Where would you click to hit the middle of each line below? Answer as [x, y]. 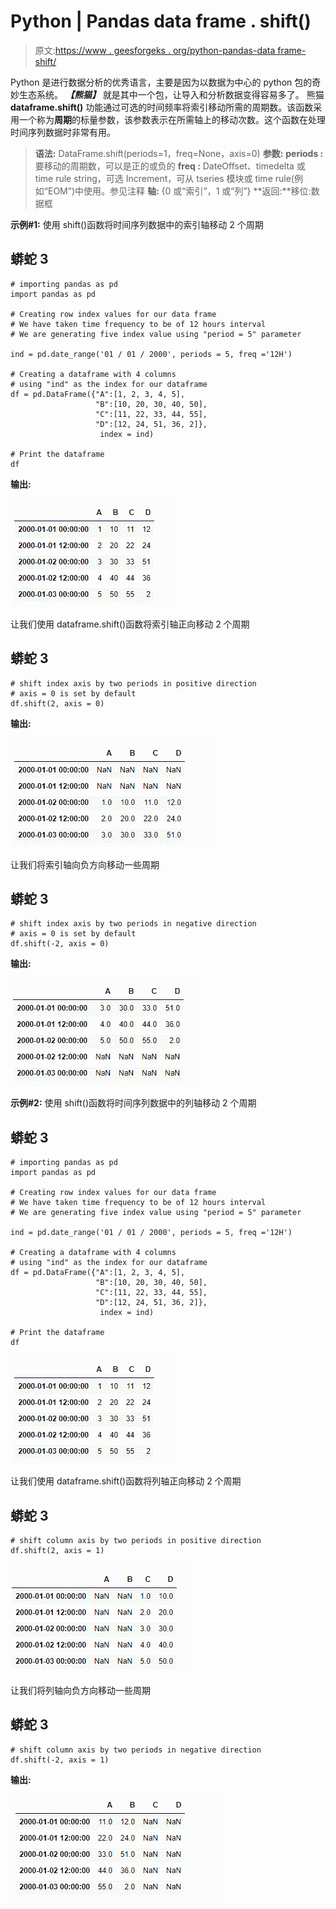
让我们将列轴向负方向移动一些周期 [80, 1690]
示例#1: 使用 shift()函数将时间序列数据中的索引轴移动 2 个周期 [137, 224]
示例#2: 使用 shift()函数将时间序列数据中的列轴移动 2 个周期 [133, 1103]
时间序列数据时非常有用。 [63, 132]
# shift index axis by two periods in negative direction [133, 924]
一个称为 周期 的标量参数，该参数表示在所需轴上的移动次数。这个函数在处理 [172, 119]
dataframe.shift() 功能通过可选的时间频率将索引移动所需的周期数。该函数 [162, 107]
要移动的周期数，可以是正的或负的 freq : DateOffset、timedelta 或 [170, 166]
